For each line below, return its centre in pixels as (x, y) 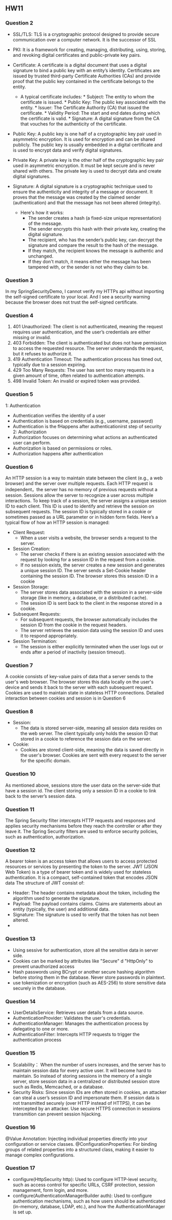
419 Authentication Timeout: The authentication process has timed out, (88, 359)
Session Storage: (31, 586)
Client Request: (29, 532)
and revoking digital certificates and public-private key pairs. (77, 55)
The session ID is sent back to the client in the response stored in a (91, 603)
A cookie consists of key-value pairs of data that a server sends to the (79, 677)
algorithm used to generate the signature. (57, 898)
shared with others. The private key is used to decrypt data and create (87, 171)
